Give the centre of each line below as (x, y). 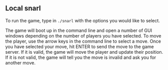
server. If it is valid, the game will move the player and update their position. (84, 52)
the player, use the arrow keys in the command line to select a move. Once (83, 41)
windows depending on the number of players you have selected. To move (83, 36)
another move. (20, 62)
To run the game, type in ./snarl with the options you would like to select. (83, 20)
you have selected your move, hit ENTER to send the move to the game (79, 46)
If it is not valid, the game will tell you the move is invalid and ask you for (81, 57)
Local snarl (23, 8)
